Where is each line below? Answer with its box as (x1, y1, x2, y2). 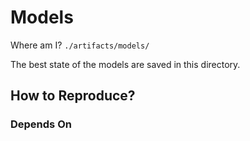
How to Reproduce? (10, 87, 136, 105)
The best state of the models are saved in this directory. (10, 58, 241, 70)
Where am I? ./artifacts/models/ (10, 39, 150, 51)
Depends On (10, 117, 72, 131)
